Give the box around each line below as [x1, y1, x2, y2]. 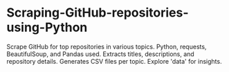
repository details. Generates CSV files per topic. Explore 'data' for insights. [6, 57, 222, 65]
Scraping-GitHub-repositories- [6, 5, 189, 21]
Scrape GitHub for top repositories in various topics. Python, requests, [6, 42, 207, 51]
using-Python [6, 19, 88, 35]
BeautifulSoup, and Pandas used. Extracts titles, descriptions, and [6, 50, 194, 58]
